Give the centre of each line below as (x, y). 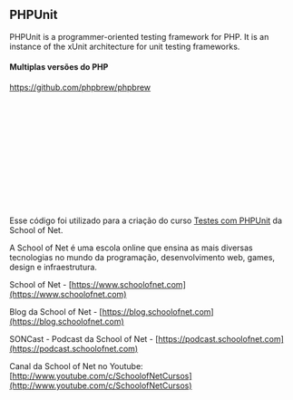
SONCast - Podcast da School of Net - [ (84, 339)
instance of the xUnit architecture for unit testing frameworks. (125, 46)
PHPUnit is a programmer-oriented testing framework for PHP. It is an (139, 36)
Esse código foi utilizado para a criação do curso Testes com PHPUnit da (146, 220)
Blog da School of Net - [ (56, 312)
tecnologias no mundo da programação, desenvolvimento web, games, (142, 258)
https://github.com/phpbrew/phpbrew (80, 88)
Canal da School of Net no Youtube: (76, 366)
